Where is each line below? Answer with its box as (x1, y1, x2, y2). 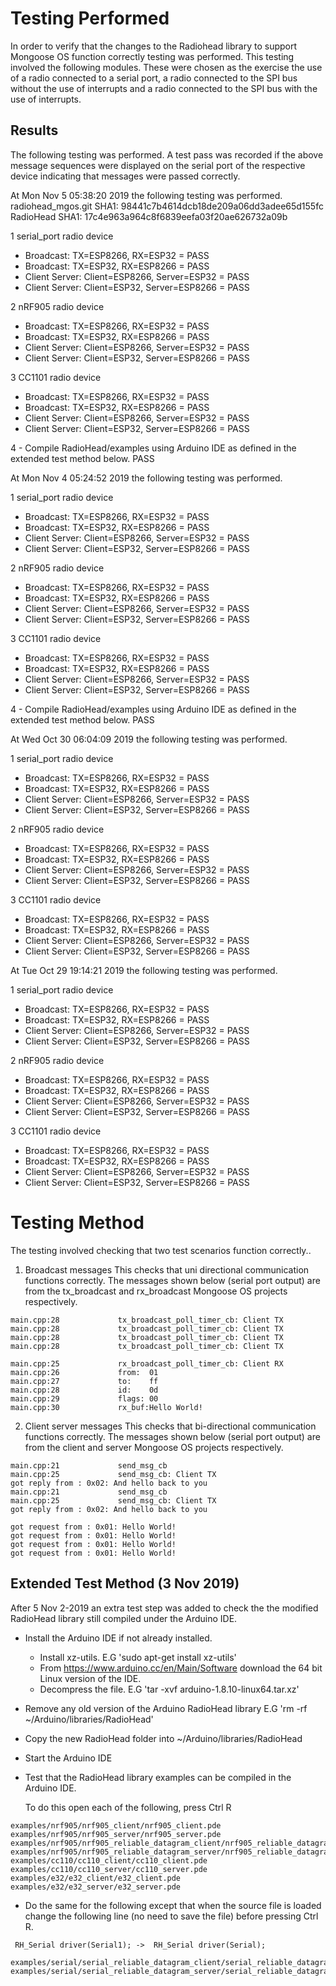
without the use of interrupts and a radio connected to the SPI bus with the (10, 82, 318, 94)
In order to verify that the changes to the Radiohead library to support (10, 40, 298, 52)
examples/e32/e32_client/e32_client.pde (10, 1873, 182, 1883)
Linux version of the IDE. (39, 1672, 142, 1684)
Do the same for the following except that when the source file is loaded (24, 1899, 322, 1911)
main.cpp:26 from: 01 (10, 1367, 159, 1377)
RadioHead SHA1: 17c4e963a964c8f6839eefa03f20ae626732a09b (10, 210, 288, 222)
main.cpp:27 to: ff (10, 1376, 159, 1386)
